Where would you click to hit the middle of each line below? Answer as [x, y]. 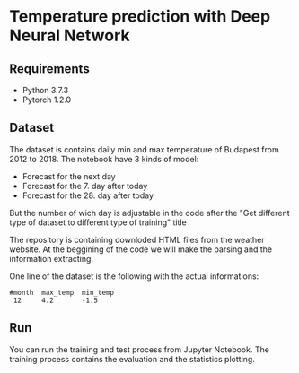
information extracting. [52, 258]
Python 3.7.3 [45, 90]
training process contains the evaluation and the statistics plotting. [132, 359]
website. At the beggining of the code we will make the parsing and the [141, 249]
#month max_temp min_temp [62, 292]
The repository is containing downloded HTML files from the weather [137, 239]
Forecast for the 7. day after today [85, 186]
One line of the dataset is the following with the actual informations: [134, 276]
